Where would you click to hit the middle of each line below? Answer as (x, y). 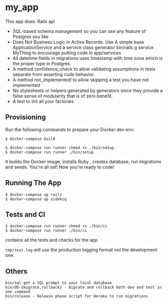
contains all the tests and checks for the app (51, 240)
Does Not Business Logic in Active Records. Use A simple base (78, 42)
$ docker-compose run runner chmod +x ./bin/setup (60, 148)
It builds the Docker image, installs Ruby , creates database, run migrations (83, 161)
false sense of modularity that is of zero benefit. (62, 96)
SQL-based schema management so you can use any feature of (79, 31)
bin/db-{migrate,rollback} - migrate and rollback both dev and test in (83, 288)
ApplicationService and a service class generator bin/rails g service (83, 47)
